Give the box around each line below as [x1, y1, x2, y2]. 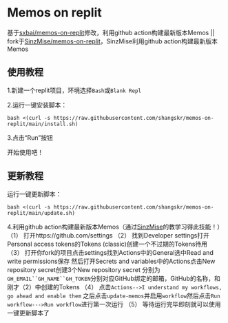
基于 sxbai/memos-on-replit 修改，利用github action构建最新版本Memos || [7, 28, 215, 37]
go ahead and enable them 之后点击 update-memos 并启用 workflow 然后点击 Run [7, 291, 220, 300]
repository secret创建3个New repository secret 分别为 [7, 265, 160, 273]
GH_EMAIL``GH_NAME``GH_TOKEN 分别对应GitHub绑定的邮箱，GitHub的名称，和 [7, 274, 220, 282]
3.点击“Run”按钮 [7, 133, 53, 142]
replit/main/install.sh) [7, 121, 79, 127]
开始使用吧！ [7, 148, 43, 156]
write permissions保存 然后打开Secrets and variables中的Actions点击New [7, 257, 216, 265]
